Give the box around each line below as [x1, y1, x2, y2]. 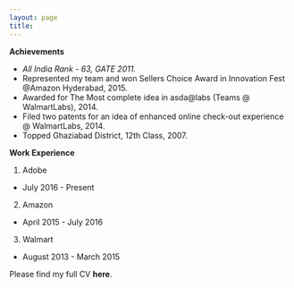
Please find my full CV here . [9, 268, 113, 279]
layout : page [9, 13, 58, 22]
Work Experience [9, 147, 75, 157]
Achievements [9, 46, 65, 56]
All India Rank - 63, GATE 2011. [21, 64, 137, 74]
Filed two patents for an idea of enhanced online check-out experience [21, 111, 284, 122]
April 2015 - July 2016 [21, 216, 104, 227]
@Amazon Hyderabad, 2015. [21, 82, 128, 93]
